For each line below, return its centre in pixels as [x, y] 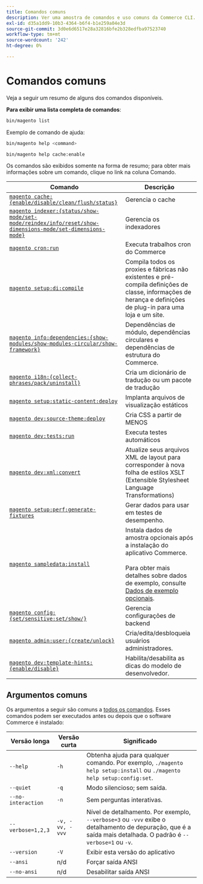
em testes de [143, 513]
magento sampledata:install [50, 564]
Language [140, 487]
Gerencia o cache [150, 199]
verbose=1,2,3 [30, 830]
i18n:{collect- [56, 377]
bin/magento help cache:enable [46, 154]
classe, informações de [158, 292]
